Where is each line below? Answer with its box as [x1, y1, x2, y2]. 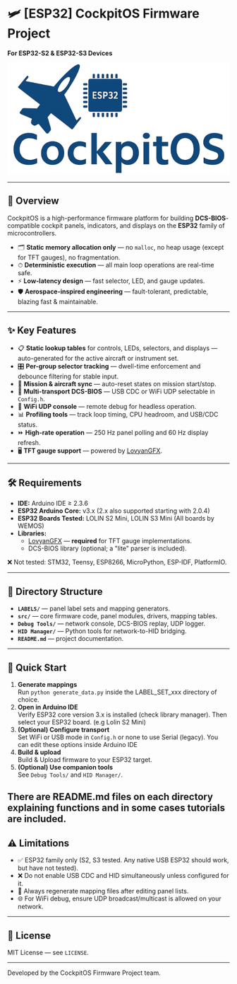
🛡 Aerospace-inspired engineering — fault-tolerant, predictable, [17, 287, 209, 296]
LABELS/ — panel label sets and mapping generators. [17, 604, 171, 613]
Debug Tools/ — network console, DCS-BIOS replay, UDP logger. [17, 620, 206, 628]
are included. [7, 813, 67, 825]
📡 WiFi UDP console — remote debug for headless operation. [17, 402, 197, 410]
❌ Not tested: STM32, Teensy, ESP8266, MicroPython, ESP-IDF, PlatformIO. [7, 558, 227, 567]
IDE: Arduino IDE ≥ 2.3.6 [17, 499, 88, 508]
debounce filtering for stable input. [17, 372, 119, 381]
